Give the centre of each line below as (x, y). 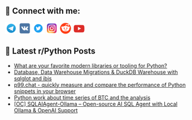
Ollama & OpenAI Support (46, 110)
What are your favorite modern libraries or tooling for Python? (91, 65)
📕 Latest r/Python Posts (50, 51)
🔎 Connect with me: (43, 11)
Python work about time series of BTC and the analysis (82, 97)
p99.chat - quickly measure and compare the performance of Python (100, 85)
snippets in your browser (45, 91)
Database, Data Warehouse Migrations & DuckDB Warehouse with (96, 72)
